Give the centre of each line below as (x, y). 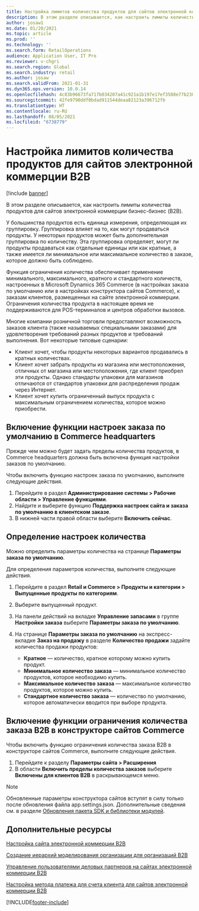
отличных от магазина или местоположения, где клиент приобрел (99, 371)
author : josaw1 (25, 23)
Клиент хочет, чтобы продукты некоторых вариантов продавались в (101, 352)
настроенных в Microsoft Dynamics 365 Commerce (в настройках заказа (97, 285)
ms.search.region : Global (38, 67)
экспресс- (159, 634)
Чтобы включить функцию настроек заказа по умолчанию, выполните (95, 475)
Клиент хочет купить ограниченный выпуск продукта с (85, 396)
